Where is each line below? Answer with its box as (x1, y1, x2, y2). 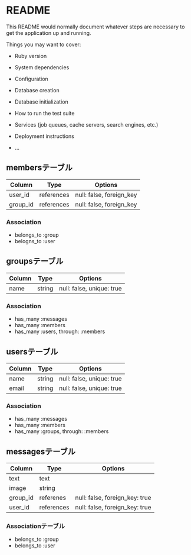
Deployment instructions (14, 133, 75, 140)
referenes (39, 493, 67, 502)
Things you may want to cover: (6, 41, 81, 48)
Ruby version (14, 52, 47, 59)
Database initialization (14, 98, 69, 105)
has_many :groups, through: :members (14, 428, 109, 435)
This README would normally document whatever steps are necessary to (6, 23, 185, 30)
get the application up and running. (6, 29, 91, 36)
